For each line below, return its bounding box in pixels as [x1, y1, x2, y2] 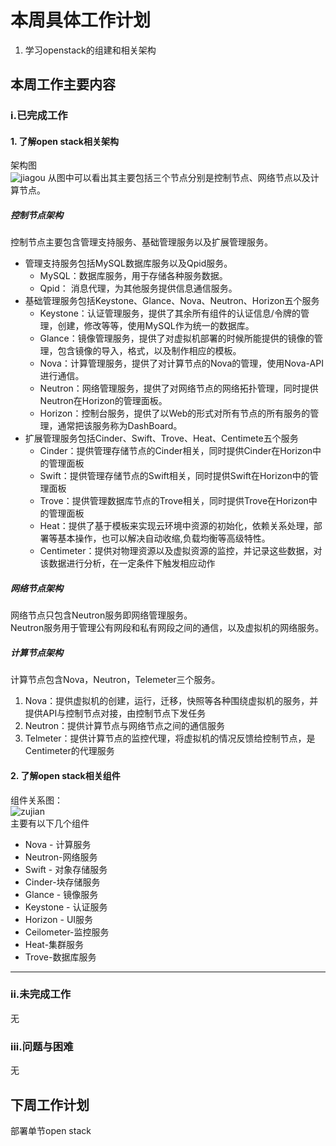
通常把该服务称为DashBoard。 [57, 420, 183, 432]
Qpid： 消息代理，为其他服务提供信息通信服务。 [39, 282, 238, 295]
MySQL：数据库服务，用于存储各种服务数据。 [39, 270, 228, 282]
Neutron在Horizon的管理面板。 [39, 395, 168, 407]
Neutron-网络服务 [24, 851, 98, 863]
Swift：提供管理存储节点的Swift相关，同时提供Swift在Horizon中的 [39, 470, 310, 482]
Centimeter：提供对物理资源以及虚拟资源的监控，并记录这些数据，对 [39, 545, 323, 557]
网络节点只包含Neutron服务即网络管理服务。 [10, 609, 193, 621]
